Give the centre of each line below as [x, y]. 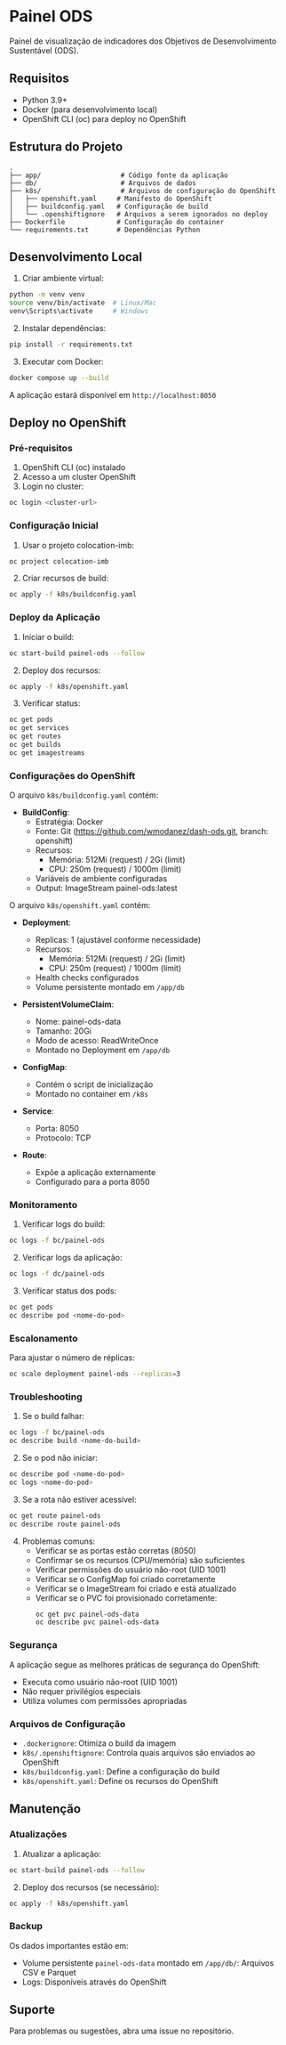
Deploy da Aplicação [55, 618]
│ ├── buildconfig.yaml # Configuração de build [109, 207]
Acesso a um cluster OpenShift [79, 477]
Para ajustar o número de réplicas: [72, 1358]
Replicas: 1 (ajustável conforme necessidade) [118, 940]
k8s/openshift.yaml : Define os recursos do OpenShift [120, 1781]
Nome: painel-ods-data [78, 1022]
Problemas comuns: [59, 1541]
